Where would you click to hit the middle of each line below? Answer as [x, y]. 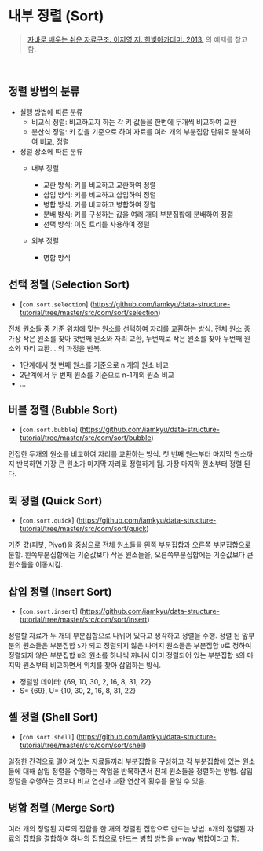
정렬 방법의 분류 [44, 92]
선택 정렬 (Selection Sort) [69, 285]
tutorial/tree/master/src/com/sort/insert [83, 619]
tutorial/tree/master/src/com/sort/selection [89, 312]
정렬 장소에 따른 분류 [51, 151]
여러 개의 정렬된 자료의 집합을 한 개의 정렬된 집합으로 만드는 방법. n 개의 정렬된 [127, 828]
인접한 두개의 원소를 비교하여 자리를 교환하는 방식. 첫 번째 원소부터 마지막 [120, 454]
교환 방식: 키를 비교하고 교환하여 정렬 [100, 185]
